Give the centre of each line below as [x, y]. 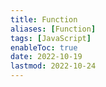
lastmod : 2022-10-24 [53, 66]
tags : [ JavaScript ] [51, 38]
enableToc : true [44, 47]
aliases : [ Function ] [53, 29]
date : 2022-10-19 [46, 57]
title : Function [44, 19]
